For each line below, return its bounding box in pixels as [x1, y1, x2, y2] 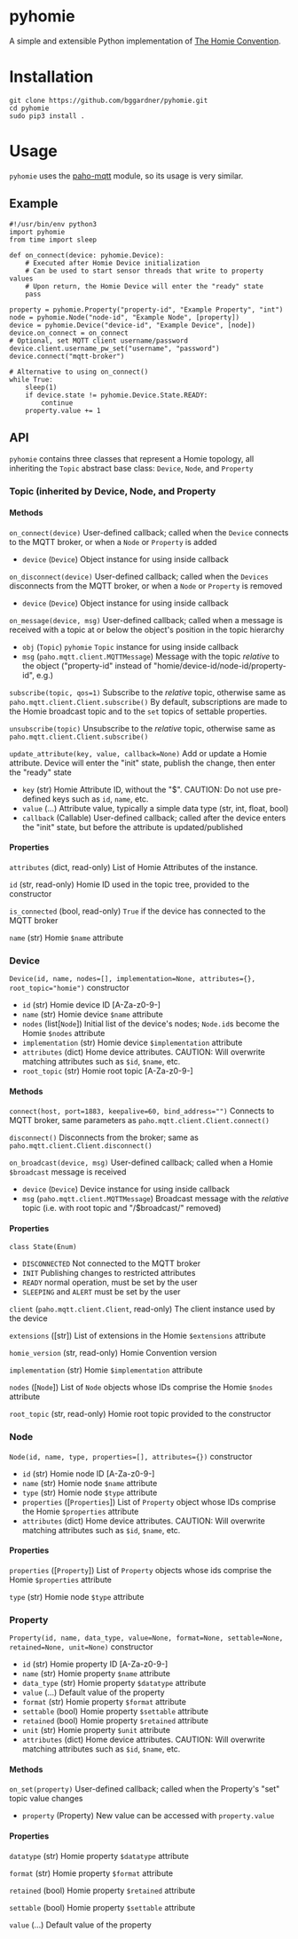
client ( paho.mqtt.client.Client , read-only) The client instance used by [9, 1303, 276, 1315]
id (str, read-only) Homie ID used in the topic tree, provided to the [9, 879, 250, 890]
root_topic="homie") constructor [9, 983, 130, 993]
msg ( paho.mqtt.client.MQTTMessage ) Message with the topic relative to [21, 651, 279, 661]
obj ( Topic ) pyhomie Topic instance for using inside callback [21, 641, 239, 652]
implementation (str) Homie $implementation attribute [9, 1365, 203, 1375]
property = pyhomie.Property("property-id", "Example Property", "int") [9, 305, 284, 314]
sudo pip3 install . [9, 111, 86, 121]
